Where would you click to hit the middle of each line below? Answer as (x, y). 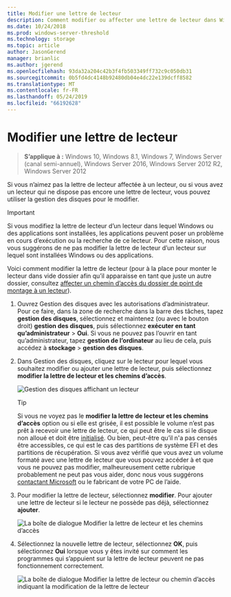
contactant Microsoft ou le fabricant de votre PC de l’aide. (99, 482)
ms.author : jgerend (35, 65)
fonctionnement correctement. (60, 565)
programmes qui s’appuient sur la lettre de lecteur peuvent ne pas (110, 558)
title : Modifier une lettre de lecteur (64, 13)
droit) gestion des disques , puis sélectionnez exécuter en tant (106, 325)
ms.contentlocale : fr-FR (43, 90)
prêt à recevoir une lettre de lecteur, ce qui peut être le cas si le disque (117, 430)
